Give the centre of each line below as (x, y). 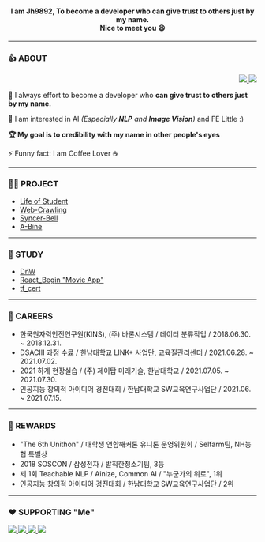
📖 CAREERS (31, 316)
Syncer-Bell (39, 218)
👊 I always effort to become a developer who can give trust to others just (128, 95)
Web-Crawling (43, 209)
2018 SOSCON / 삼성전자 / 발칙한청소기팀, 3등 (92, 464)
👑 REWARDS (32, 426)
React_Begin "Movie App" (62, 280)
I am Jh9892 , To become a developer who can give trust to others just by (132, 11)
